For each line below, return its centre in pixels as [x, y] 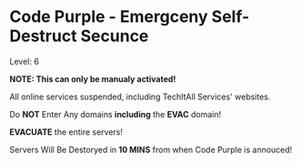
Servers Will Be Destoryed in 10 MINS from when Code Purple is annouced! [151, 149]
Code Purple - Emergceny [109, 17]
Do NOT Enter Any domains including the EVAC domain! [115, 114]
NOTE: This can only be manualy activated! [93, 78]
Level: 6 [24, 61]
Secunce [115, 36]
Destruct [43, 36]
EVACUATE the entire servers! [66, 132]
